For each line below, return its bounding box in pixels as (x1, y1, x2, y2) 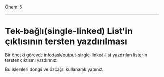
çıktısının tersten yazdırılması (5, 36, 128, 47)
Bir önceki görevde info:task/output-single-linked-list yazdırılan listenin (5, 52, 148, 58)
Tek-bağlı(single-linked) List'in (5, 26, 133, 37)
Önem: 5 (5, 4, 22, 10)
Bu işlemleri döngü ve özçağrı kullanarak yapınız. (5, 66, 103, 72)
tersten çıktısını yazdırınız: (5, 57, 58, 62)
